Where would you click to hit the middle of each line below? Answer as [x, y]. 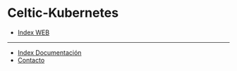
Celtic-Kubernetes [63, 13]
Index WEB [34, 32]
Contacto [31, 60]
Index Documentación [49, 52]
